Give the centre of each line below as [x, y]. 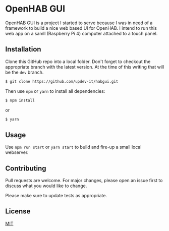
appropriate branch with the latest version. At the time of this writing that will [85, 67]
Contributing [26, 168]
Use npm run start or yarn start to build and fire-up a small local [73, 147]
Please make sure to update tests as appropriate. [56, 195]
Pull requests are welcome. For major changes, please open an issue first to [84, 180]
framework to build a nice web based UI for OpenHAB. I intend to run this [81, 28]
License [18, 212]
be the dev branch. [24, 72]
